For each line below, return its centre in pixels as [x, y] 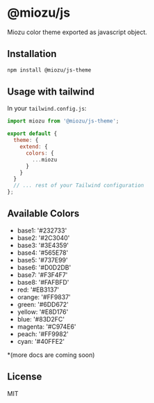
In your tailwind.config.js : [47, 109]
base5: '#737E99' [42, 260]
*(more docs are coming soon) [51, 355]
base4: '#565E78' [43, 253]
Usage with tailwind [51, 92]
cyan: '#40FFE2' [41, 341]
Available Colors [43, 214]
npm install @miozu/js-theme [49, 70]
